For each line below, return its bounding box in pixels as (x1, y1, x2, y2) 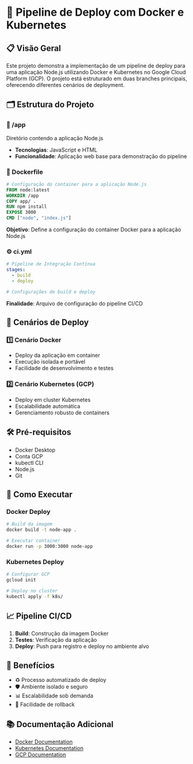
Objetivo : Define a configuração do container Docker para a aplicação (6, 226, 182, 233)
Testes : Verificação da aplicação (14, 637, 98, 644)
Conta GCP (14, 452, 43, 460)
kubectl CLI (14, 459, 44, 466)
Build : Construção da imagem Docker (14, 630, 109, 637)
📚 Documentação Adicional (6, 719, 113, 730)
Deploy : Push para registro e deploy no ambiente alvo (14, 643, 150, 650)
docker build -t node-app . (6, 527, 77, 533)
